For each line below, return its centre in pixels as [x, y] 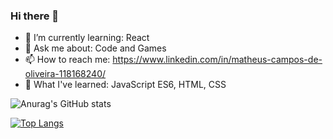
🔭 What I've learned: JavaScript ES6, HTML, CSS [125, 85]
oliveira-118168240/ [65, 74]
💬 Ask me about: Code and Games [95, 48]
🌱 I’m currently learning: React [87, 38]
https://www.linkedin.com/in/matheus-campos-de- [217, 60]
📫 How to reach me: [67, 60]
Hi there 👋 [35, 16]
